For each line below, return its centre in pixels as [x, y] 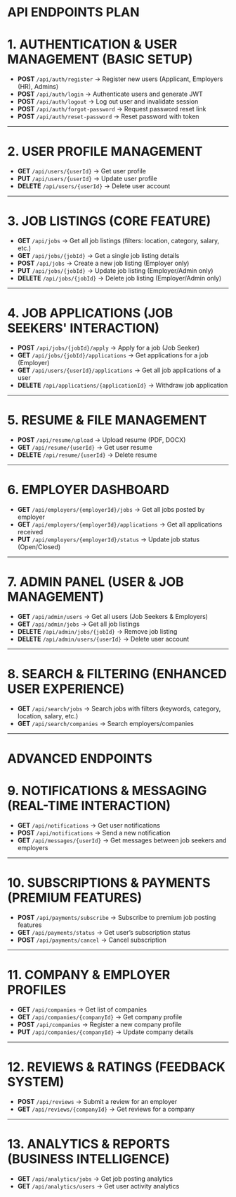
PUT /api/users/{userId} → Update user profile [87, 179]
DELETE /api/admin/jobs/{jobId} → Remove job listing [97, 631]
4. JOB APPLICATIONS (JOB [90, 313]
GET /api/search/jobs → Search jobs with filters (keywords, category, [119, 708]
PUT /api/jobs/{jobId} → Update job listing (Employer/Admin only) [115, 271]
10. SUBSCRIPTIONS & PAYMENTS [109, 883]
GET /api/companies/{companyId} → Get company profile [100, 1017]
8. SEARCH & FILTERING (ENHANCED [117, 674]
